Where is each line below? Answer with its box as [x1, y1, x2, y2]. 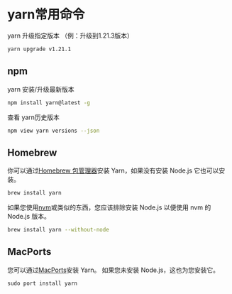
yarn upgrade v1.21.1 [7, 45, 72, 53]
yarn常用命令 [7, 6, 85, 23]
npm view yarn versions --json [7, 127, 100, 134]
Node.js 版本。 [7, 212, 51, 221]
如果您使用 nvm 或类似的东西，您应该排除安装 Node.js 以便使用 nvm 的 [7, 203, 211, 212]
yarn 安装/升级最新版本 [7, 85, 74, 93]
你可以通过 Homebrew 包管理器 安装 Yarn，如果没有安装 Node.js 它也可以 [7, 166, 219, 175]
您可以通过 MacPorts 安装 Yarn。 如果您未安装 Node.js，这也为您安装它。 [7, 266, 220, 274]
